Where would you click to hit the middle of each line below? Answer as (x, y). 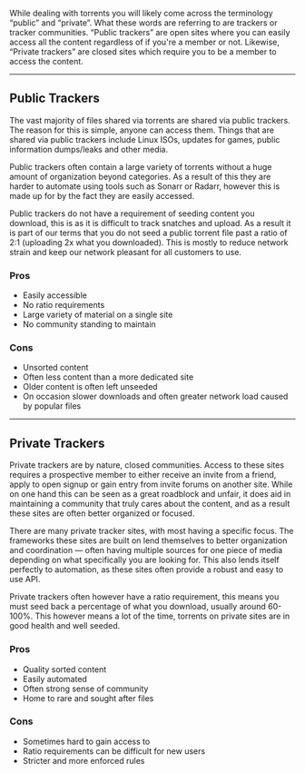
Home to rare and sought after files (88, 698)
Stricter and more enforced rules (84, 760)
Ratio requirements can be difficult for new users (114, 751)
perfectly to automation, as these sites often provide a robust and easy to (147, 570)
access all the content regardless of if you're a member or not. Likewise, (144, 42)
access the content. (46, 61)
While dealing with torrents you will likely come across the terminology (142, 13)
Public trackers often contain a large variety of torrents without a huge (141, 166)
